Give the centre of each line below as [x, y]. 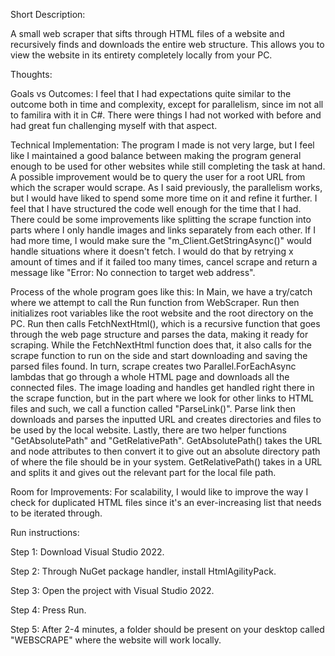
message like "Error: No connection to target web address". [133, 272]
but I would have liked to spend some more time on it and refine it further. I [164, 198]
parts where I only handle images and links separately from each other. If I [163, 230]
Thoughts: [31, 74]
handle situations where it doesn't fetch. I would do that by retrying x [152, 251]
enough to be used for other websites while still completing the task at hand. [168, 166]
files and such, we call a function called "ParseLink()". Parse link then [153, 408]
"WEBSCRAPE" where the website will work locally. [116, 640]
